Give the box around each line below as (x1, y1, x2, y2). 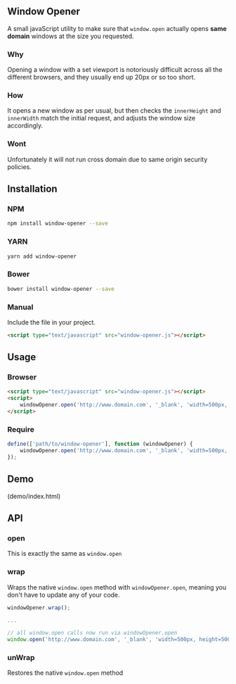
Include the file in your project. (7, 318, 96, 326)
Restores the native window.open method (7, 669, 124, 677)
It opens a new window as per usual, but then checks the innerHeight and (7, 106, 221, 115)
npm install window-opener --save (7, 220, 109, 228)
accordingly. (7, 121, 44, 130)
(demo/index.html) (7, 492, 61, 500)
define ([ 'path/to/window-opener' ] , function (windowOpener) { (7, 440, 193, 448)
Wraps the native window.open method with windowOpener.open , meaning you (7, 583, 227, 591)
